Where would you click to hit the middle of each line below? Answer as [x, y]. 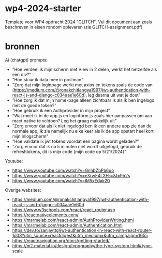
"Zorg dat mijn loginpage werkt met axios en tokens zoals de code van [82, 85]
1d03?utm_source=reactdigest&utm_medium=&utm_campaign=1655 [80, 235]
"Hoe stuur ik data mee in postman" [48, 79]
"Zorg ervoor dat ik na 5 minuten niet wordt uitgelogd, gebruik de [77, 146]
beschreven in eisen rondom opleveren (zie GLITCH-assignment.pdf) [74, 27]
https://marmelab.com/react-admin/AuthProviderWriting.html [73, 220]
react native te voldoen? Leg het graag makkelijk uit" [64, 121]
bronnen [22, 47]
